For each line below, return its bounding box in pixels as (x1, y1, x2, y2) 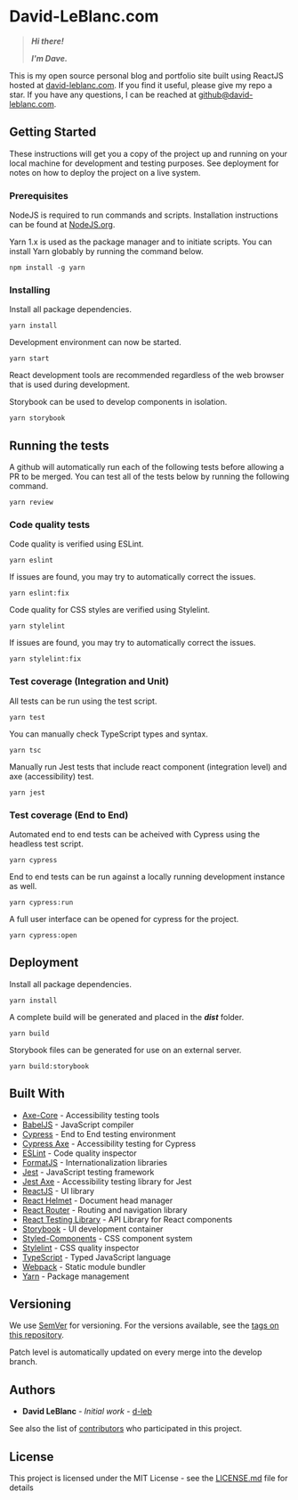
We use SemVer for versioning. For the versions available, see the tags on (9, 1320, 279, 1331)
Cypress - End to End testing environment (21, 1128, 176, 1139)
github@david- (198, 89, 254, 100)
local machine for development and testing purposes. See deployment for (9, 158, 279, 169)
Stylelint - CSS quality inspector (21, 1242, 140, 1253)
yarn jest (9, 787, 46, 797)
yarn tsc (9, 746, 42, 754)
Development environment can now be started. (9, 337, 182, 348)
